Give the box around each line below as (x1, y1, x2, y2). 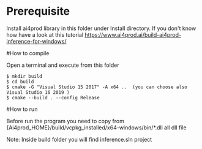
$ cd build (6, 78, 34, 85)
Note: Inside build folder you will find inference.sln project (6, 136, 152, 143)
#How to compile (6, 49, 50, 56)
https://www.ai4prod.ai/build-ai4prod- (84, 31, 182, 38)
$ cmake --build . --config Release (6, 94, 100, 101)
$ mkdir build (6, 73, 43, 79)
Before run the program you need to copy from (6, 117, 124, 124)
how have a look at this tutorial (6, 31, 84, 38)
